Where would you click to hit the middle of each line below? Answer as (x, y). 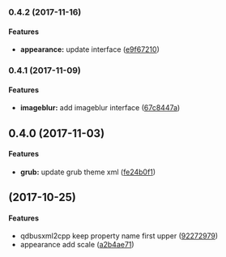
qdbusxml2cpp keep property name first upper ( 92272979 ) (119, 236)
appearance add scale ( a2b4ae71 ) (77, 245)
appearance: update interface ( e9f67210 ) (90, 49)
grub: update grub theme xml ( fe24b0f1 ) (88, 172)
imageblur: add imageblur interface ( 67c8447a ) (100, 108)
